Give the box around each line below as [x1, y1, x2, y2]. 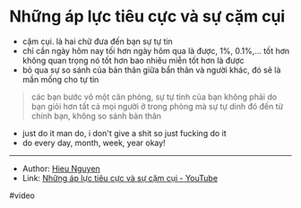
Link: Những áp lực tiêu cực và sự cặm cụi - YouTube [21, 172, 218, 183]
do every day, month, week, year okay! [21, 137, 166, 148]
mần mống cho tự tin [21, 74, 99, 84]
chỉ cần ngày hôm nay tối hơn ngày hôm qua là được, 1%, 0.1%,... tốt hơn [21, 45, 290, 56]
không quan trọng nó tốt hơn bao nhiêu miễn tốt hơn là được [21, 55, 245, 65]
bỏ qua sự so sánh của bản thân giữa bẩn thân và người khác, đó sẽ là [21, 65, 281, 75]
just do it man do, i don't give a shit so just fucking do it [21, 127, 227, 138]
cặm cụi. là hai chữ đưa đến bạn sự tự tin [21, 36, 173, 47]
